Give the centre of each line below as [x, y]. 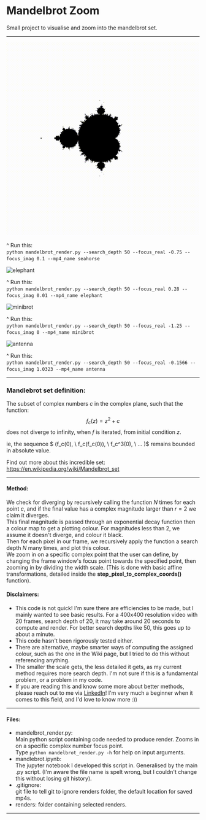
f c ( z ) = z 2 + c [103, 421]
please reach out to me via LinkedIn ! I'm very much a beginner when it [104, 693]
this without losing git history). [53, 779]
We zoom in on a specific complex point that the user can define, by [93, 554]
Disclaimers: [23, 594]
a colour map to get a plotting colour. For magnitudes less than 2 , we [93, 528]
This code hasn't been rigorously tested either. [74, 641]
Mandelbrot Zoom [53, 11]
